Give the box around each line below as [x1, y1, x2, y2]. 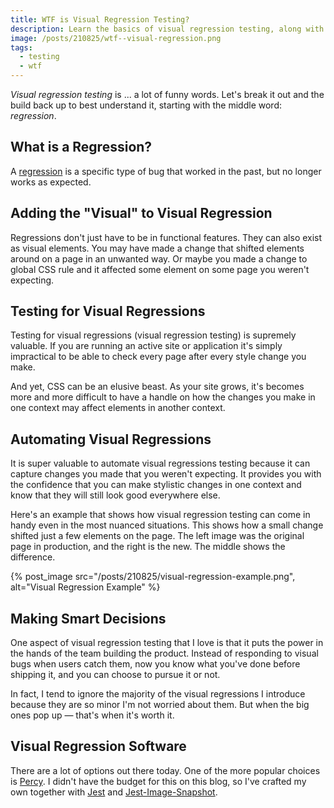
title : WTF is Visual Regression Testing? [10, 14, 190, 25]
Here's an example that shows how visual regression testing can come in [10, 509, 311, 521]
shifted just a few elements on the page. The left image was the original [10, 530, 305, 542]
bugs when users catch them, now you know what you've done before [10, 658, 301, 670]
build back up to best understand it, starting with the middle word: [10, 99, 282, 111]
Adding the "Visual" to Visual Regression [10, 205, 273, 222]
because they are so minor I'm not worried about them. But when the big [10, 699, 310, 711]
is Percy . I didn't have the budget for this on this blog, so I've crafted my [10, 775, 307, 787]
